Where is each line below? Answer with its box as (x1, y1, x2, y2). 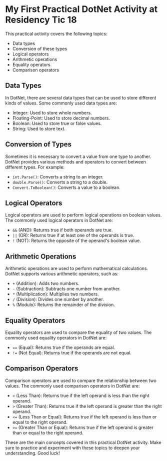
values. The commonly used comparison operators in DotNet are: (5, 382, 140, 388)
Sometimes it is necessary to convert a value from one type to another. (5, 153, 151, 159)
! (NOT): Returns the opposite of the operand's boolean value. (12, 237, 141, 243)
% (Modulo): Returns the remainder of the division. (12, 301, 115, 308)
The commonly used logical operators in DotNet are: (5, 217, 113, 223)
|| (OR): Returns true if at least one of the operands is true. (12, 232, 134, 238)
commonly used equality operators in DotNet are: (5, 335, 107, 340)
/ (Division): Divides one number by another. (12, 296, 104, 302)
